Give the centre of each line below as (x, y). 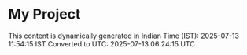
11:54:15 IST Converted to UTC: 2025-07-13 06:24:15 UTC (101, 43)
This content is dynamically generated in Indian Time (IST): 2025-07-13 (124, 36)
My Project (44, 14)
